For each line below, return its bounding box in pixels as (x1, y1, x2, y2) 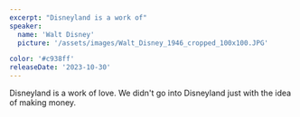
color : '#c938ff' (9, 55, 75, 64)
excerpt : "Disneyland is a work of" (9, 13, 147, 22)
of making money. (9, 97, 77, 108)
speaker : (9, 22, 42, 31)
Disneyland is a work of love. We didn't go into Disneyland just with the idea (9, 87, 292, 98)
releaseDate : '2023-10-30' (9, 63, 111, 72)
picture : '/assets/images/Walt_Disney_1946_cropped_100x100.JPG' (17, 38, 269, 48)
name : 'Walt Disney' (17, 30, 95, 39)
